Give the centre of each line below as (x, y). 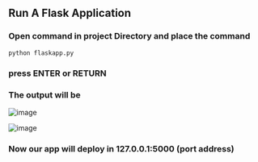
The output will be (44, 94)
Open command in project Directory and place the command (129, 36)
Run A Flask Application (70, 13)
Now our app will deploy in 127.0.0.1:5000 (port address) (121, 148)
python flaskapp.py (41, 53)
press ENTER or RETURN (57, 73)
